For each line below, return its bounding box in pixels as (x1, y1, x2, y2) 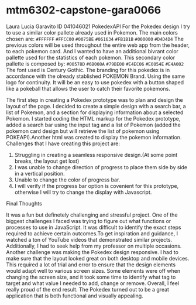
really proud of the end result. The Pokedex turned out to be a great (6, 286, 170, 293)
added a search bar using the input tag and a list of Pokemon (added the (6, 121, 181, 128)
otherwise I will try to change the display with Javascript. (14, 189, 152, 196)
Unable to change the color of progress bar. (14, 176, 121, 183)
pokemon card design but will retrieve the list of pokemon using (6, 127, 160, 135)
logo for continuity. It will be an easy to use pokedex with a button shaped (6, 78, 184, 85)
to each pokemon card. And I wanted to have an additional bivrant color (6, 47, 178, 54)
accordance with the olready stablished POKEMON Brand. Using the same (6, 73, 185, 80)
